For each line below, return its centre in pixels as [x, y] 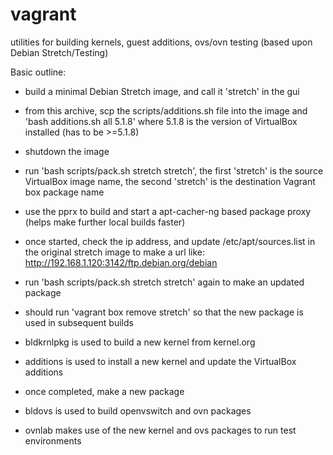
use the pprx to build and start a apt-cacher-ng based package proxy [168, 211]
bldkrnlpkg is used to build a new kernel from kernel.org [140, 342]
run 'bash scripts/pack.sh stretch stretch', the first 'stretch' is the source [174, 170]
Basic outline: [38, 72]
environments [53, 440]
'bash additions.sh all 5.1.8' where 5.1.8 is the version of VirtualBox [161, 121]
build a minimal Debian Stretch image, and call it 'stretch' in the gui [162, 91]
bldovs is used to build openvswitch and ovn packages [138, 410]
